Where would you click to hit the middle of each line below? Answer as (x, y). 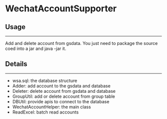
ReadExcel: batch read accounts (45, 112)
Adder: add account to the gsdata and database (61, 86)
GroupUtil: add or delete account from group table (64, 96)
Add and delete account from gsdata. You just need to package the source (82, 43)
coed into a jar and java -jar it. (36, 48)
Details (16, 64)
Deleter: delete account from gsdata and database (64, 91)
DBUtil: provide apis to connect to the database (61, 101)
